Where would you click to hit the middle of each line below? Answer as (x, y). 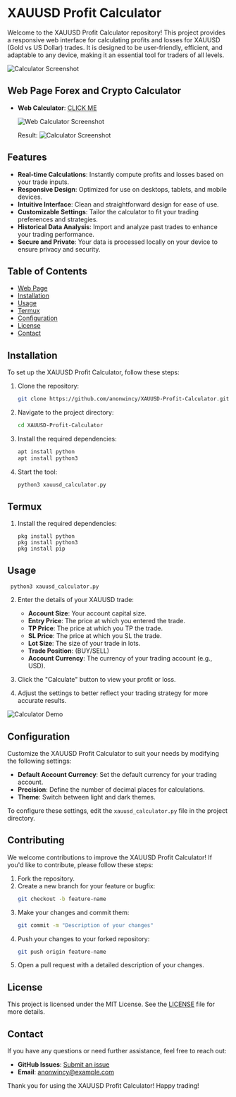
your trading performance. (56, 234)
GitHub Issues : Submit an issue (63, 1065)
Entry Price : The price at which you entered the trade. (106, 621)
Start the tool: (37, 472)
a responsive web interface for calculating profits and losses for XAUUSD (114, 39)
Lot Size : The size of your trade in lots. (84, 644)
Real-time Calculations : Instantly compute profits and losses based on (120, 174)
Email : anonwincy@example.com (66, 1072)
